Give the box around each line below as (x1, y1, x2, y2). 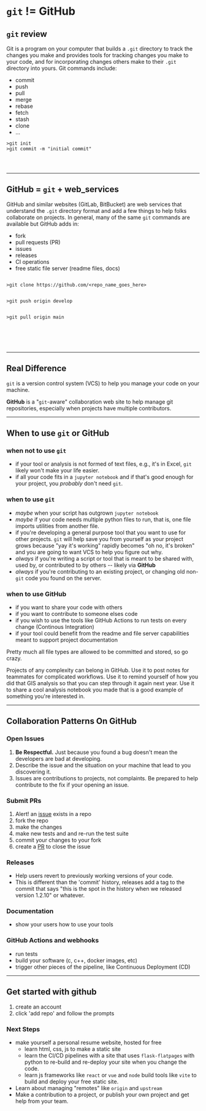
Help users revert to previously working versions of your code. (15, 872, 174, 880)
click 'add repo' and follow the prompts (15, 1009, 115, 1017)
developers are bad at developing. (15, 755, 102, 762)
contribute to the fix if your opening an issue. (15, 781, 129, 788)
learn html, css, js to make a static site (24, 1045, 121, 1053)
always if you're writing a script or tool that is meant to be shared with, (15, 555, 194, 562)
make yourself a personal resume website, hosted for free (15, 1039, 162, 1046)
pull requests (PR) (15, 238, 61, 246)
